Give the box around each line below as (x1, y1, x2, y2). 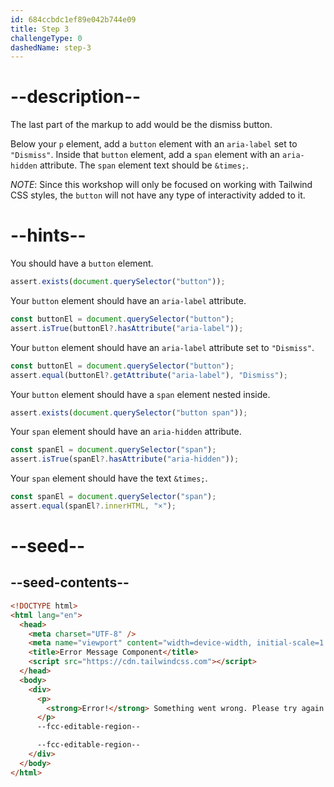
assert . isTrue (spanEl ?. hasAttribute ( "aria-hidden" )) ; (10, 454, 240, 465)
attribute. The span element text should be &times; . (39, 159, 249, 171)
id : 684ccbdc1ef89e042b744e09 (10, 14, 137, 25)
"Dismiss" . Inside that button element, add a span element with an (10, 149, 281, 161)
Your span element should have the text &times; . (10, 472, 208, 485)
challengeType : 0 (10, 33, 83, 43)
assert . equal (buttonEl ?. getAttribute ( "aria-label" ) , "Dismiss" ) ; (10, 370, 288, 380)
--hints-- (10, 224, 87, 247)
